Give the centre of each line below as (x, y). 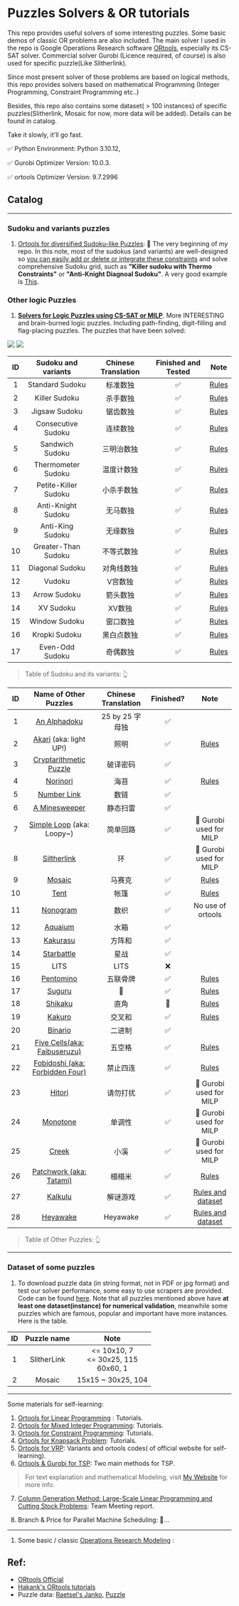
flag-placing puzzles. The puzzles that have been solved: (102, 331)
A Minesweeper (59, 808)
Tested (178, 372)
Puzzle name (48, 1338)
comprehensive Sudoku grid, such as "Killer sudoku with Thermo (115, 267)
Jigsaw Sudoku (57, 411)
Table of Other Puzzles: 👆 (63, 1239)
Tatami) (59, 1181)
